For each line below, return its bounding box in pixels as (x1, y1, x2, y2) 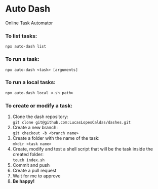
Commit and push (12, 162, 50, 168)
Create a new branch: (12, 125, 58, 131)
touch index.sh (12, 158, 45, 163)
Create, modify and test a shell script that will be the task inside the (12, 146, 153, 152)
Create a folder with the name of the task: (12, 135, 100, 141)
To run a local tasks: (5, 79, 56, 86)
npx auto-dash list (5, 44, 47, 49)
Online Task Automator (5, 20, 53, 26)
